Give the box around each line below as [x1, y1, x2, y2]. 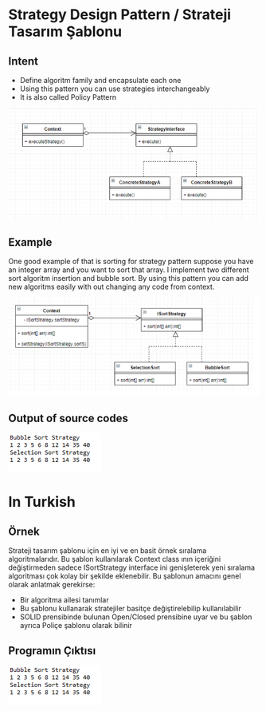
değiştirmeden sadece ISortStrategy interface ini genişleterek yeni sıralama [8, 563, 256, 572]
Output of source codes [8, 411, 129, 425]
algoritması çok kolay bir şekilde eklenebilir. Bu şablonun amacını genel [8, 571, 241, 581]
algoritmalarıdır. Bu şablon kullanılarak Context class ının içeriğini [8, 555, 221, 564]
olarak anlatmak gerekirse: [8, 580, 96, 590]
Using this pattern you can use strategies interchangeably [19, 84, 210, 93]
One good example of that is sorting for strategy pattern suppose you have [8, 257, 254, 267]
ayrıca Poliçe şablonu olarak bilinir [19, 621, 133, 630]
